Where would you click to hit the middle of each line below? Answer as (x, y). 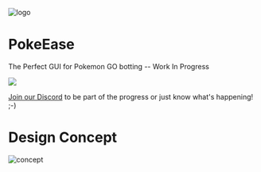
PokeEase (41, 45)
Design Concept (63, 137)
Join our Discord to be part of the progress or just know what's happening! (131, 96)
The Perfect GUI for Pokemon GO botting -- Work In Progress (109, 66)
